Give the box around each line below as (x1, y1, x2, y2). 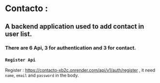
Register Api (5, 57, 36, 63)
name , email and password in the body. (5, 72, 79, 78)
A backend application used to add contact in (5, 22, 144, 31)
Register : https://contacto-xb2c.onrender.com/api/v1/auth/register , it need (5, 67, 156, 73)
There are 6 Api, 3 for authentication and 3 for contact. (5, 44, 136, 51)
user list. (5, 30, 32, 38)
